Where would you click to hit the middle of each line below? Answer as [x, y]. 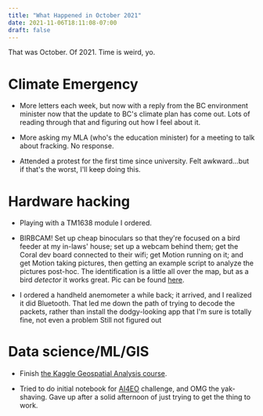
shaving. [33, 397]
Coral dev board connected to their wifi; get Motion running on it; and [131, 255]
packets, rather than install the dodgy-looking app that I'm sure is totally [135, 312]
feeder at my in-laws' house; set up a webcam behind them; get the [129, 246]
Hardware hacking [69, 201]
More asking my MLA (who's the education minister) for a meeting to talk [137, 137]
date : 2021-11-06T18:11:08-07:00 [63, 23]
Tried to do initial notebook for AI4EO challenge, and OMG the [119, 389]
